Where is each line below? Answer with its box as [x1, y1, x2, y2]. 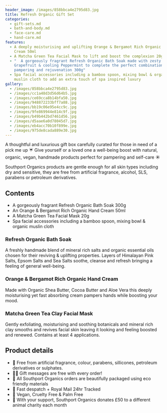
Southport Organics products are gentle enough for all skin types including [5, 164, 158, 170]
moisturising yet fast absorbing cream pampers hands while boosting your [5, 292, 158, 298]
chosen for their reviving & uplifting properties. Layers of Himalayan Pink [5, 252, 154, 258]
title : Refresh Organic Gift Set [5, 12, 75, 17]
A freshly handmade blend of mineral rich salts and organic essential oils [5, 247, 154, 253]
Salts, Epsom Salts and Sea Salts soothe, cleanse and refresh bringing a [5, 258, 153, 264]
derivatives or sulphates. [12, 365, 63, 371]
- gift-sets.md [9, 21, 41, 26]
